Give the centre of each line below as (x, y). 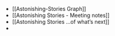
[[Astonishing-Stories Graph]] (49, 9)
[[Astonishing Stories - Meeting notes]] (61, 15)
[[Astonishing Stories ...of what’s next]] (61, 22)
